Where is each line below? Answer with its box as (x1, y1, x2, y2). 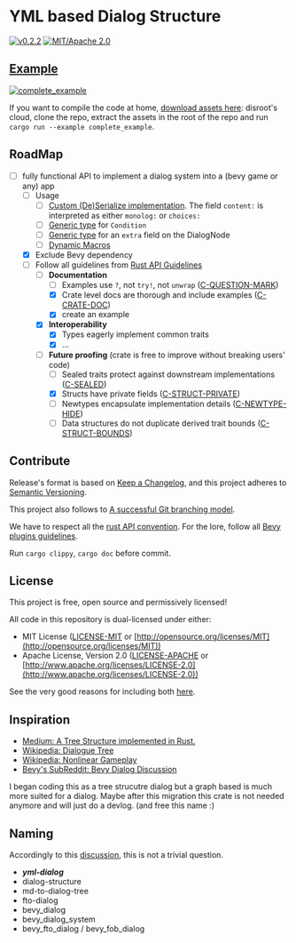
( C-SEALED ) (61, 379, 107, 389)
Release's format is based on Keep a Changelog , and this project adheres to (9, 477, 287, 488)
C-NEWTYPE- (235, 398, 287, 409)
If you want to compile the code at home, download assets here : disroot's (9, 102, 277, 113)
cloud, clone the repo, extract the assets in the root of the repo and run (9, 111, 269, 122)
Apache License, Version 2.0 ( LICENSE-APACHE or (21, 651, 209, 661)
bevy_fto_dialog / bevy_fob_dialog (21, 923, 145, 934)
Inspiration (9, 712, 71, 727)
